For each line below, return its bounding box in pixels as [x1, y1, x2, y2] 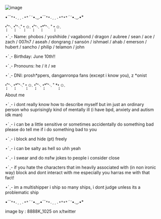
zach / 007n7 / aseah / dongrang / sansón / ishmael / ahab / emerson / [5, 39, 147, 44]
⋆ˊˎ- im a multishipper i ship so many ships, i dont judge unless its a [5, 184, 141, 190]
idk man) [5, 112, 23, 117]
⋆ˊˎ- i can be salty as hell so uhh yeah [5, 146, 81, 151]
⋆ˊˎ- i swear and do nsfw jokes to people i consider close [5, 155, 120, 161]
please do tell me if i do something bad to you [5, 127, 97, 132]
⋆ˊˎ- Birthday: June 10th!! [5, 54, 56, 59]
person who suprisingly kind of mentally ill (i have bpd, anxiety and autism [5, 107, 154, 112]
